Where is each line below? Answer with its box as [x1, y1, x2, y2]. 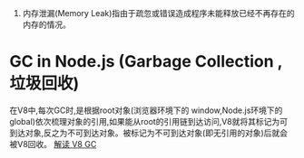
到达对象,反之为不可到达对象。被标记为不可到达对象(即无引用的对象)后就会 [9, 127, 289, 138]
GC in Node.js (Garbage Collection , [9, 51, 283, 72]
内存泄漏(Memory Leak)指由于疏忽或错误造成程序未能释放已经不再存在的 [22, 8, 295, 18]
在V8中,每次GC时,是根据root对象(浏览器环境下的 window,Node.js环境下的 [9, 105, 283, 116]
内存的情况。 [22, 19, 71, 30]
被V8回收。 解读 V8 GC [9, 138, 97, 149]
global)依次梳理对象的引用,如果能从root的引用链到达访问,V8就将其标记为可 [9, 116, 289, 126]
